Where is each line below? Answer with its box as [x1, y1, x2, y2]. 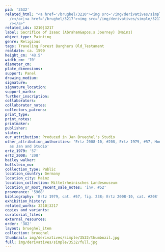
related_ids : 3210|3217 [5, 25, 54, 30]
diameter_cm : [5, 62, 32, 67]
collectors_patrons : [5, 107, 48, 113]
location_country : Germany [5, 171, 60, 176]
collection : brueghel [5, 230, 50, 235]
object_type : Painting [5, 35, 52, 40]
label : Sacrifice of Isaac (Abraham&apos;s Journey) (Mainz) [5, 30, 133, 35]
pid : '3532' [5, 7, 29, 12]
